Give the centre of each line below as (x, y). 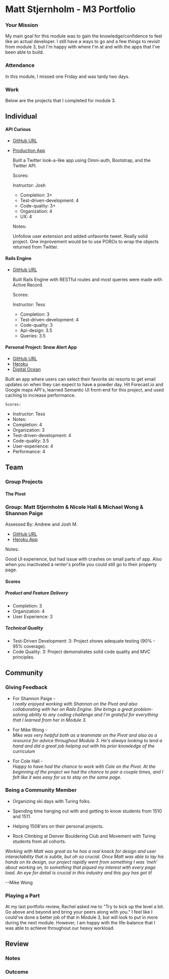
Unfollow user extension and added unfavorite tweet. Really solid (80, 236)
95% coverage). (29, 646)
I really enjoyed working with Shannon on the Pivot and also (75, 704)
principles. (23, 657)
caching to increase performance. (41, 395)
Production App (29, 150)
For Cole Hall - (27, 761)
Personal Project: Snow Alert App (41, 347)
